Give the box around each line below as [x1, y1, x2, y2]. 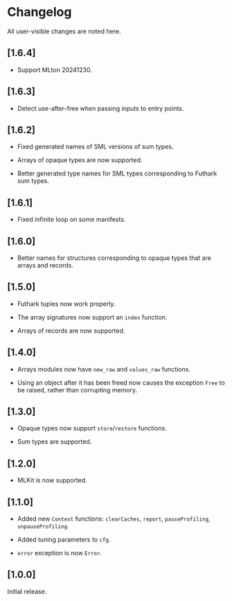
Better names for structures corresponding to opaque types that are [17, 254, 211, 262]
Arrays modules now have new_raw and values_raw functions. [17, 365, 190, 373]
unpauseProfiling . [17, 522, 69, 530]
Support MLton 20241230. [17, 65, 92, 73]
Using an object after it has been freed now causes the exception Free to [17, 378, 225, 387]
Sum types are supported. [17, 437, 92, 446]
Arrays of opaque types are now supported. [17, 156, 143, 164]
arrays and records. [17, 261, 74, 269]
